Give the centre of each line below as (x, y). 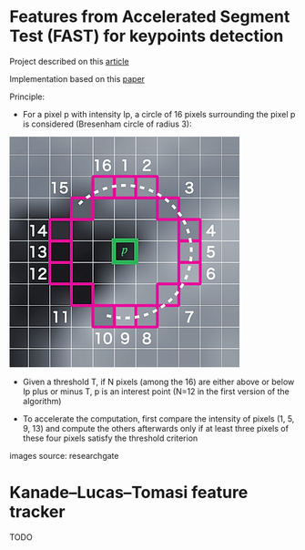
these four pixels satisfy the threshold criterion (110, 438)
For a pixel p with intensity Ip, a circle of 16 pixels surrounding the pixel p (159, 114)
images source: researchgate (64, 455)
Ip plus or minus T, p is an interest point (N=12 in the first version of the (156, 391)
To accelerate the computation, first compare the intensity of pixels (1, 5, (158, 418)
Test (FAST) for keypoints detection (147, 36)
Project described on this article (69, 61)
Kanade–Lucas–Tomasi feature (129, 493)
